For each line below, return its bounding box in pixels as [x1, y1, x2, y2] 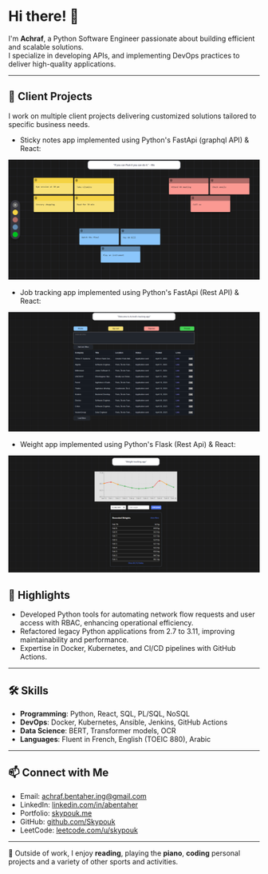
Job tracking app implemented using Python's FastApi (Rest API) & [19, 288, 239, 297]
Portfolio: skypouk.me [19, 808, 93, 818]
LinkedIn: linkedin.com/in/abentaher [19, 800, 138, 809]
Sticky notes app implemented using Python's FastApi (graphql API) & [19, 135, 250, 145]
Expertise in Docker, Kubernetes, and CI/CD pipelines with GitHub [19, 644, 236, 653]
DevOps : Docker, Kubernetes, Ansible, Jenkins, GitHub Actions [19, 717, 228, 727]
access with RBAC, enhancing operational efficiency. [19, 618, 194, 628]
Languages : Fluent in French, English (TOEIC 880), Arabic [19, 735, 211, 744]
